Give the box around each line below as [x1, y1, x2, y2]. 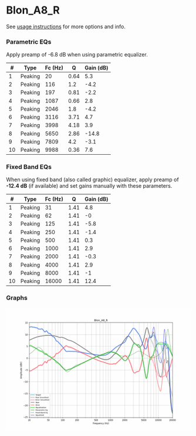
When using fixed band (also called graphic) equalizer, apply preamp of [6, 176, 179, 183]
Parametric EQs [6, 38, 52, 46]
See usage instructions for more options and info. [6, 23, 126, 30]
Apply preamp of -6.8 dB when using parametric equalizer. [6, 51, 148, 58]
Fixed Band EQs [6, 162, 52, 171]
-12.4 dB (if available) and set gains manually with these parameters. [6, 182, 173, 189]
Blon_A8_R [6, 4, 60, 17]
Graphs [6, 294, 28, 302]
